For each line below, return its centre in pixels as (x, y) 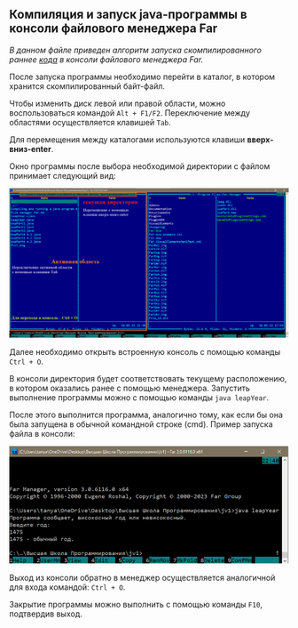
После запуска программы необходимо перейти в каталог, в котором (142, 76)
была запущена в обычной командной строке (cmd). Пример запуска (141, 424)
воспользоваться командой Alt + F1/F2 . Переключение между (130, 113)
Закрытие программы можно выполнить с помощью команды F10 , (136, 605)
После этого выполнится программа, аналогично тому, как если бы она (146, 415)
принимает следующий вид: (63, 175)
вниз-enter (30, 149)
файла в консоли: (42, 434)
